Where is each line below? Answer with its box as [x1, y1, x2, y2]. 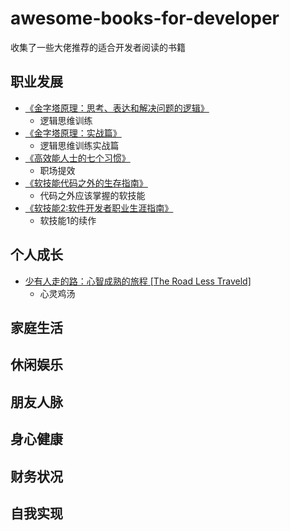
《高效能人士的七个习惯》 [24, 152, 131, 164]
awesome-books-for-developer [10, 7, 280, 30]
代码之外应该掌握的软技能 [39, 189, 146, 201]
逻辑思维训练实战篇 [39, 139, 120, 151]
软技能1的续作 [39, 214, 97, 226]
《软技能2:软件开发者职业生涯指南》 [24, 202, 174, 214]
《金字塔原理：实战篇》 [24, 127, 122, 139]
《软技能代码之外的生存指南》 [24, 177, 148, 189]
